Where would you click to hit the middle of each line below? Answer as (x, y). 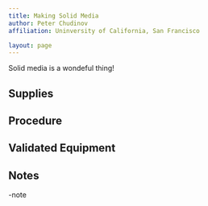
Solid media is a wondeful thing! (61, 68)
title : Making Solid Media (54, 16)
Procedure (35, 121)
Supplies (31, 93)
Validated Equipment (62, 148)
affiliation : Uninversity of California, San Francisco (104, 31)
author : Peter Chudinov (48, 23)
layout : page (30, 45)
